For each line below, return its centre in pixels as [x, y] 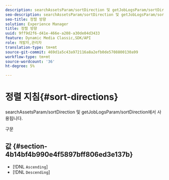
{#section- [30, 146]
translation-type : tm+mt [31, 47]
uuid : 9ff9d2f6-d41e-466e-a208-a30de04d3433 [53, 33]
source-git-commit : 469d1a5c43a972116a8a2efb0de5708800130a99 [72, 52]
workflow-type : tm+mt [28, 57]
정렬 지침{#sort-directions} [62, 97]
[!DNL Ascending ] [30, 166]
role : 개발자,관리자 [23, 43]
